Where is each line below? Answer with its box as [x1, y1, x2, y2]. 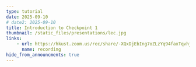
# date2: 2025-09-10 [6, 19, 57, 25]
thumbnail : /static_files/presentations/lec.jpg [6, 30, 127, 36]
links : [6, 36, 22, 41]
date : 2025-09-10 [6, 14, 48, 20]
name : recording [21, 47, 61, 52]
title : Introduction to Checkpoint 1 [6, 24, 98, 31]
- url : [16, 41, 33, 47]
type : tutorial [6, 8, 43, 15]
